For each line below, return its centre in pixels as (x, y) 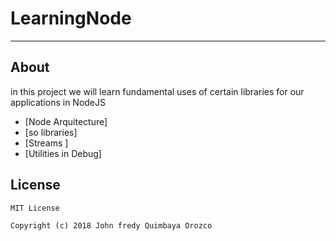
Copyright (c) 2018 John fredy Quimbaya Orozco (111, 225)
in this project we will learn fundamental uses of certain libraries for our (157, 91)
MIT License (35, 208)
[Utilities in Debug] (63, 153)
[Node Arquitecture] (66, 121)
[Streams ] (46, 143)
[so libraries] (51, 132)
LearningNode (71, 18)
